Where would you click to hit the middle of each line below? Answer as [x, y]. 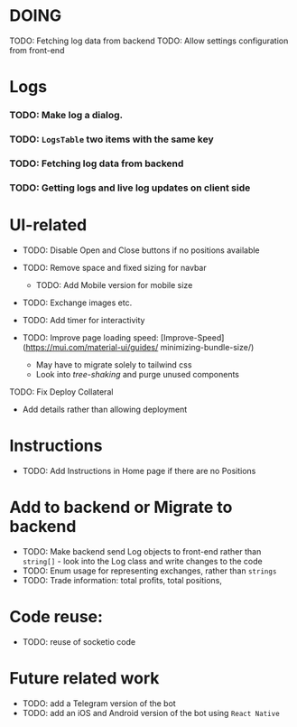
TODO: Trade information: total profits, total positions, [122, 580]
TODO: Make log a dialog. [66, 116]
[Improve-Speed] [192, 337]
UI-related [48, 225]
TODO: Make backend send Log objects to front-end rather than [142, 551]
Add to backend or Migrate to [121, 507]
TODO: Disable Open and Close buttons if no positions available [141, 250]
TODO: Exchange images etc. [77, 303]
